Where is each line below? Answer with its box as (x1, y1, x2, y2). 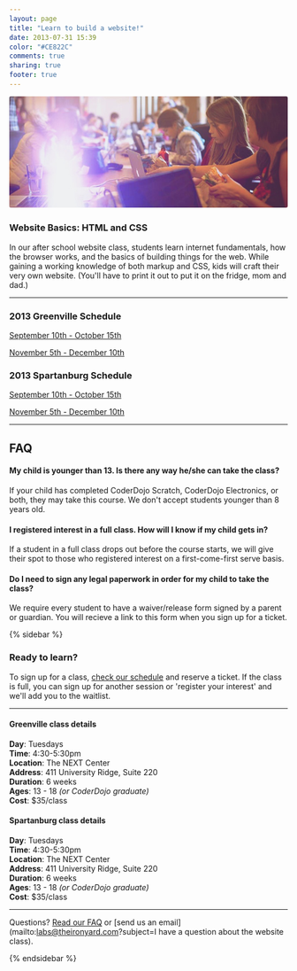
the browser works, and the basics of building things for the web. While (9, 251, 270, 261)
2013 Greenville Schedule (9, 310, 122, 322)
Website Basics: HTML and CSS (9, 221, 148, 234)
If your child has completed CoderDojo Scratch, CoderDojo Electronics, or (9, 485, 278, 495)
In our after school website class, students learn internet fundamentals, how (9, 242, 286, 252)
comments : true (9, 51, 65, 61)
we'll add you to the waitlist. (9, 690, 111, 701)
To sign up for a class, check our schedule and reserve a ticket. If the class (9, 672, 283, 682)
